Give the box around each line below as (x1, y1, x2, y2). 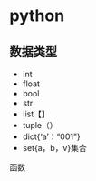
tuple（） (22, 120, 58, 130)
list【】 (22, 108, 50, 119)
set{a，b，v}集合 (22, 143, 88, 153)
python (9, 5, 65, 26)
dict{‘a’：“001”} (22, 131, 81, 142)
